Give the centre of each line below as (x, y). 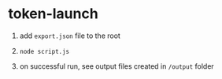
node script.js (44, 51)
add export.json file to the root (70, 36)
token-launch (53, 14)
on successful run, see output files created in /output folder (117, 66)
